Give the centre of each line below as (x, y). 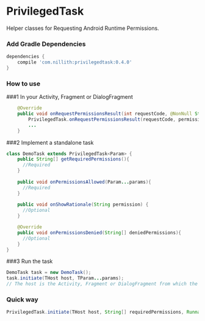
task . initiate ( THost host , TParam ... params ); (65, 278)
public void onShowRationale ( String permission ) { (83, 205)
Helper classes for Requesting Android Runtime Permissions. (83, 28)
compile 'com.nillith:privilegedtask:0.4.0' (75, 62)
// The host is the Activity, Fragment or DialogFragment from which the (102, 284)
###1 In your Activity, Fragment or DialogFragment (70, 97)
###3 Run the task (30, 261)
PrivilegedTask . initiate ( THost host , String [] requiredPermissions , (95, 312)
